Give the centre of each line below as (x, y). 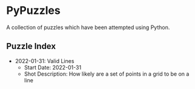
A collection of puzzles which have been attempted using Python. (88, 27)
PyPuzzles (33, 11)
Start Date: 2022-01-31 (53, 67)
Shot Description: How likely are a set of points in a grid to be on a (107, 74)
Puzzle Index (31, 46)
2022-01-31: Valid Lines (45, 61)
